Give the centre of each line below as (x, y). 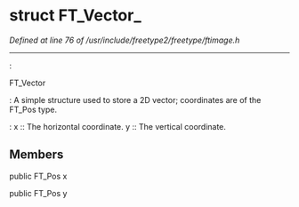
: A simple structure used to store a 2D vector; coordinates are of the (135, 100)
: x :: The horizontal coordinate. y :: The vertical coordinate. (118, 126)
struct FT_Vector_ (76, 16)
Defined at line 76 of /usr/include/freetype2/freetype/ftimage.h (125, 40)
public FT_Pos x (38, 176)
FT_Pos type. (33, 109)
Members (36, 155)
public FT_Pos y (38, 193)
